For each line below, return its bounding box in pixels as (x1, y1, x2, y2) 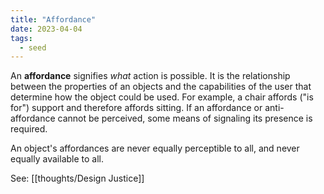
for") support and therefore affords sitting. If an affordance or (10, 102, 263, 114)
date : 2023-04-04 (10, 24, 83, 34)
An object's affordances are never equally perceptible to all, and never (10, 142, 300, 155)
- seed (19, 42, 47, 53)
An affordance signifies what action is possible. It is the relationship (10, 70, 291, 82)
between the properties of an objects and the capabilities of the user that (10, 81, 312, 93)
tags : (10, 33, 33, 43)
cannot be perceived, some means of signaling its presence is (57, 112, 313, 125)
